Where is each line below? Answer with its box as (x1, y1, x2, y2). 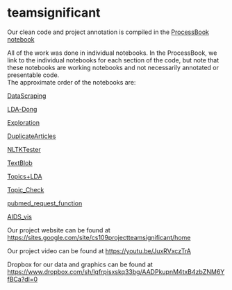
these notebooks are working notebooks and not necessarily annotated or (7, 63, 219, 71)
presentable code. (7, 71, 60, 79)
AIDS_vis (7, 212, 33, 221)
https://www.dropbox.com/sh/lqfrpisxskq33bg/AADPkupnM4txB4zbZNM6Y (7, 267, 225, 275)
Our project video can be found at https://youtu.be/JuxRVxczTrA (7, 246, 192, 255)
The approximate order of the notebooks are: (7, 78, 136, 86)
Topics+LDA (7, 172, 43, 180)
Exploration (7, 118, 40, 126)
